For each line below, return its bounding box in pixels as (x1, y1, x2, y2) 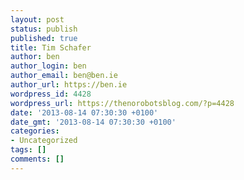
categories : (10, 126, 60, 136)
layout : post (10, 14, 65, 25)
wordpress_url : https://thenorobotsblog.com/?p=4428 (10, 98, 235, 108)
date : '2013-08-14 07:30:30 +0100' (10, 107, 159, 118)
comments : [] (10, 154, 65, 164)
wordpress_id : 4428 (10, 89, 92, 99)
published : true (10, 33, 78, 43)
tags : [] (10, 145, 47, 155)
